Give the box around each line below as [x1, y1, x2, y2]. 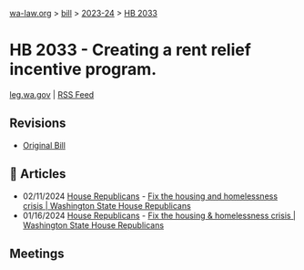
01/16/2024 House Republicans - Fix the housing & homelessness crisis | [22, 210, 297, 221]
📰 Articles [9, 166, 66, 182]
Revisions [9, 116, 66, 131]
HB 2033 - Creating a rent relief [9, 40, 252, 60]
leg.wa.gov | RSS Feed [9, 88, 95, 99]
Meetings [9, 245, 66, 261]
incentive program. [9, 59, 157, 80]
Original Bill [22, 140, 66, 151]
